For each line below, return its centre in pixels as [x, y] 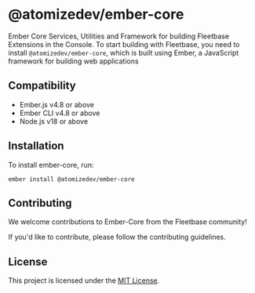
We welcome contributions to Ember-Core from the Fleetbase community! [127, 222]
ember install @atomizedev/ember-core [71, 179]
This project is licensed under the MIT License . [84, 280]
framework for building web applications [73, 61]
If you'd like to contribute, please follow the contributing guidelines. [117, 237]
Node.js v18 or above [54, 121]
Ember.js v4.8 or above [57, 104]
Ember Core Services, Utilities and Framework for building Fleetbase [119, 36]
